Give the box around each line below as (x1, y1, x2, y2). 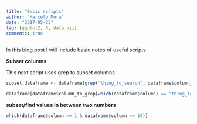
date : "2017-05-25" (6, 19, 54, 25)
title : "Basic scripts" (6, 8, 64, 15)
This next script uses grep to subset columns (6, 69, 116, 76)
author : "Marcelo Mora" (6, 14, 64, 20)
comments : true (6, 30, 43, 36)
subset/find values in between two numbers (6, 101, 116, 108)
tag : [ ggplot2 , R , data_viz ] (6, 25, 77, 31)
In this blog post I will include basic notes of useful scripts (6, 46, 147, 53)
